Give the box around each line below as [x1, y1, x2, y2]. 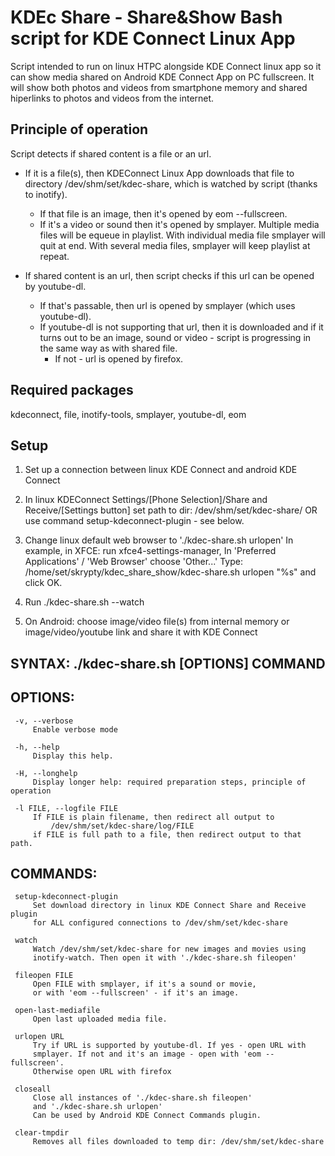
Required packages [10, 382, 134, 399]
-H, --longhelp [14, 768, 78, 778]
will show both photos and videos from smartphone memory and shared [10, 81, 308, 93]
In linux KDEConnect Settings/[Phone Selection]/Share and [24, 494, 268, 506]
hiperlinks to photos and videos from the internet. [10, 92, 215, 104]
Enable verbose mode [32, 724, 118, 735]
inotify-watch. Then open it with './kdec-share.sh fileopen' [32, 953, 298, 963]
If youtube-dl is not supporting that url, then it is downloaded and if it [39, 321, 324, 333]
